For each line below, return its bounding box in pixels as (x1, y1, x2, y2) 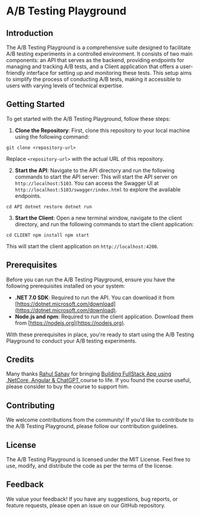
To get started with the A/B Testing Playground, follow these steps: (6, 115, 171, 122)
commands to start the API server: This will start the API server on (14, 173, 178, 180)
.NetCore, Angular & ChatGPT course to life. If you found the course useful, (6, 377, 191, 384)
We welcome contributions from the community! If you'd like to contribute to (6, 416, 194, 423)
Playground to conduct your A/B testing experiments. (6, 337, 137, 345)
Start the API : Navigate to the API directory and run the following (14, 166, 175, 174)
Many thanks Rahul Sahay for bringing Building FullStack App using (6, 370, 172, 377)
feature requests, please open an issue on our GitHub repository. (6, 501, 166, 509)
